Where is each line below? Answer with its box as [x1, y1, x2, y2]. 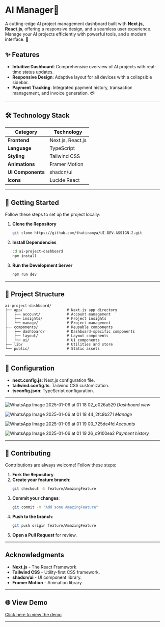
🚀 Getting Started [5, 199, 59, 207]
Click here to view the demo [5, 611, 62, 617]
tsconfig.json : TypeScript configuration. [12, 388, 94, 394]
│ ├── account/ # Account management [5, 312, 111, 316]
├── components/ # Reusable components [5, 324, 113, 330]
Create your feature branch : [12, 477, 71, 483]
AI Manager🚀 [5, 4, 59, 16]
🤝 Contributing [5, 449, 51, 457]
